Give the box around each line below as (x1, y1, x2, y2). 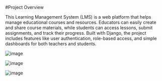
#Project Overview (5, 5, 44, 10)
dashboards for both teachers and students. (5, 41, 97, 47)
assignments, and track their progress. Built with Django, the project (5, 30, 146, 36)
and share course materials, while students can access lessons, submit (5, 25, 153, 31)
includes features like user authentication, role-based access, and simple (5, 35, 157, 41)
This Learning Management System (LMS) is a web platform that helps (5, 14, 151, 20)
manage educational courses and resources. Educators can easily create (5, 20, 156, 25)
